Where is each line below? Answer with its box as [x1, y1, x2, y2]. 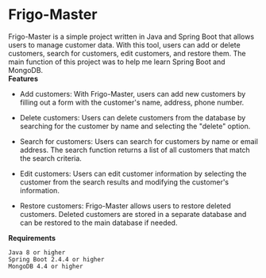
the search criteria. [19, 153, 82, 163]
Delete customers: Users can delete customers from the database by [19, 112, 246, 122]
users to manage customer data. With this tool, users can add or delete [8, 40, 241, 49]
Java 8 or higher [8, 248, 66, 257]
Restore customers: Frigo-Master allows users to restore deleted [19, 200, 232, 211]
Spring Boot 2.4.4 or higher [8, 255, 105, 263]
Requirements [8, 233, 56, 242]
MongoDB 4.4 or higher [8, 262, 83, 270]
